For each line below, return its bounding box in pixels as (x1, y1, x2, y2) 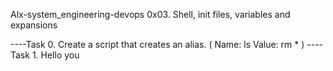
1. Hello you (31, 49, 80, 61)
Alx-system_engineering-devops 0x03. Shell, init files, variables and (10, 9, 291, 20)
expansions (10, 19, 58, 31)
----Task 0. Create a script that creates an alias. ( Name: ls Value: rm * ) (10, 39, 305, 50)
